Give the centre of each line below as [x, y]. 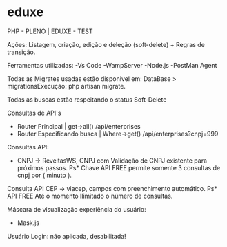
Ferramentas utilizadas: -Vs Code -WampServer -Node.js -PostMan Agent [112, 65]
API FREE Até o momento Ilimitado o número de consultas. [90, 196]
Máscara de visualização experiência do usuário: [77, 209]
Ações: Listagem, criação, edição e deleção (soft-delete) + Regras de [106, 44]
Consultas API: [28, 147]
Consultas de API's [34, 113]
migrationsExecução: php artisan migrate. [67, 86]
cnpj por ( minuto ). [45, 175]
